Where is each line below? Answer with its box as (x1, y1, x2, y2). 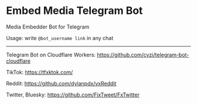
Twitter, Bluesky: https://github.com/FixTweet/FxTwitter (6, 91, 140, 98)
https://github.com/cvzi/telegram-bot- (96, 51, 189, 58)
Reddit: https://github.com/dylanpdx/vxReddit (6, 80, 117, 87)
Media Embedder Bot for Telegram (6, 23, 90, 30)
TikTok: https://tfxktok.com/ (6, 69, 73, 76)
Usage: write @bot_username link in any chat (6, 34, 114, 41)
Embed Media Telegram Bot (6, 4, 143, 17)
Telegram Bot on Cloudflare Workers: (6, 51, 96, 58)
